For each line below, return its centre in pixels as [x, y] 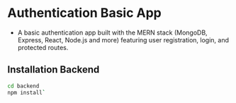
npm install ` [27, 92]
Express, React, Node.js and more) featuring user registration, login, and [123, 40]
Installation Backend [54, 69]
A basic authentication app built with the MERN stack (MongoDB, [112, 32]
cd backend [23, 86]
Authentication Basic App [84, 13]
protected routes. [43, 47]
